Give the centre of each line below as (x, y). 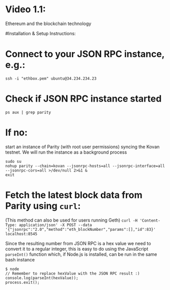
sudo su (13, 161)
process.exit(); (22, 282)
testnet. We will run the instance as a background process (66, 152)
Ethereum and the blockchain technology (48, 23)
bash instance (20, 259)
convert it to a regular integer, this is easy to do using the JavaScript (77, 249)
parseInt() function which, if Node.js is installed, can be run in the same (81, 254)
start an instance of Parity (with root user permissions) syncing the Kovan (82, 147)
